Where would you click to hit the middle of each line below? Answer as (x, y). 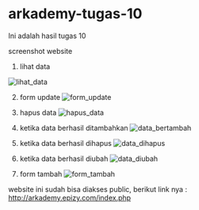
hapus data (38, 113)
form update (40, 97)
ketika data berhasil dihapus (66, 143)
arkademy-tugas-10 (75, 14)
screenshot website (40, 51)
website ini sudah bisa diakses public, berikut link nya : (98, 189)
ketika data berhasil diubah (64, 158)
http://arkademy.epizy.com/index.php (70, 197)
